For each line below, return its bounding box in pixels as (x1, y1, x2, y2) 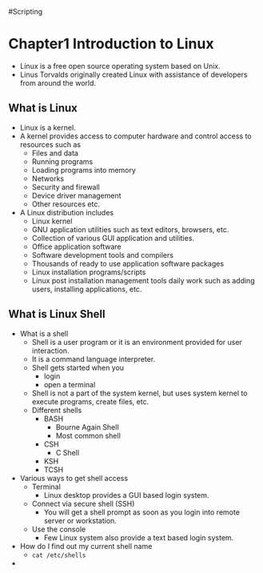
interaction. (31, 346, 70, 355)
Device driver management (31, 190, 122, 200)
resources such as (19, 139, 82, 149)
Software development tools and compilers (31, 250, 174, 259)
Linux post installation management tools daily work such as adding (31, 275, 255, 285)
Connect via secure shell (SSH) (31, 499, 135, 508)
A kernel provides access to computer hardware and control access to (19, 131, 252, 141)
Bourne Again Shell (55, 422, 119, 431)
